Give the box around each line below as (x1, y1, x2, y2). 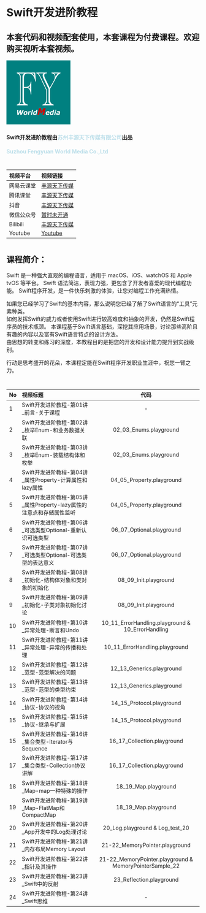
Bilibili (9, 220, 25, 227)
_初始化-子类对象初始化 (21, 602, 82, 609)
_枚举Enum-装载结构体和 (21, 451, 85, 459)
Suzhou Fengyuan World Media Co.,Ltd (6, 148, 109, 155)
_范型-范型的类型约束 (21, 686, 77, 693)
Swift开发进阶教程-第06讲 (21, 519, 88, 526)
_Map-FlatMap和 (21, 804, 65, 811)
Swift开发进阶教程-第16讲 (21, 730, 88, 738)
